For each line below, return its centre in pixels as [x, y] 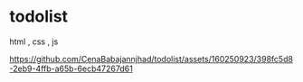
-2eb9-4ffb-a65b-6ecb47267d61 [71, 68]
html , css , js [34, 41]
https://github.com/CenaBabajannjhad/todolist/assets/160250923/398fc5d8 [151, 59]
